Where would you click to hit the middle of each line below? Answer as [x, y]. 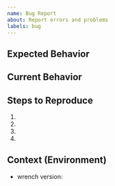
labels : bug [24, 26]
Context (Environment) [57, 160]
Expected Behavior [49, 54]
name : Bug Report [32, 13]
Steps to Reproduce [50, 100]
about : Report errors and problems [58, 20]
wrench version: [40, 176]
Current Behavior [44, 77]
